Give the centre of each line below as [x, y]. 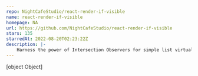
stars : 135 [19, 34]
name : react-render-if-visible [44, 17]
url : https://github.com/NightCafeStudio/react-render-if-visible [89, 28]
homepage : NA [22, 22]
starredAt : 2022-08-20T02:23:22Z [47, 39]
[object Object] [24, 67]
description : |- [26, 45]
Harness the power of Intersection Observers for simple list [95, 50]
